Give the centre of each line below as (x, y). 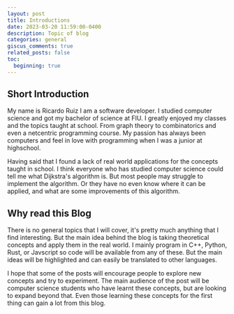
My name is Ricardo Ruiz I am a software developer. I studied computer (110, 111)
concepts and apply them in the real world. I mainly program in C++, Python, (117, 245)
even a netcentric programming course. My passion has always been (107, 133)
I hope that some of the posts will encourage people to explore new (104, 273)
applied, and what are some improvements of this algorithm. (94, 191)
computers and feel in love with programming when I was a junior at (105, 141)
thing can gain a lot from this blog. (57, 303)
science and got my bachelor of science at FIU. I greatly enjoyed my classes (117, 118)
